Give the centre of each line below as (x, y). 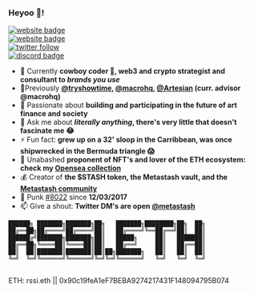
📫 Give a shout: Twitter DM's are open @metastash (107, 206)
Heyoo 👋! (26, 13)
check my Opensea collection (71, 168)
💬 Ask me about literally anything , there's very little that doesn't (128, 122)
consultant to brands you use (70, 80)
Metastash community (58, 189)
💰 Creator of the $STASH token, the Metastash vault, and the (124, 177)
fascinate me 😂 (47, 130)
